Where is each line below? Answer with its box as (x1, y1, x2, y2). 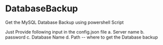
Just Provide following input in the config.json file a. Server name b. (5, 29, 145, 35)
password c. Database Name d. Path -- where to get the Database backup (5, 34, 158, 40)
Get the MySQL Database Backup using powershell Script (5, 19, 124, 25)
